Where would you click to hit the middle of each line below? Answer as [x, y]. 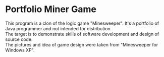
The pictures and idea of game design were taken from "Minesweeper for [81, 44]
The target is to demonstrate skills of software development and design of [82, 34]
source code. [19, 39]
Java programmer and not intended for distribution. [59, 28]
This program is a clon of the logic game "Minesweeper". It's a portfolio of [82, 23]
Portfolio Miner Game [51, 9]
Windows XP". [20, 50]
